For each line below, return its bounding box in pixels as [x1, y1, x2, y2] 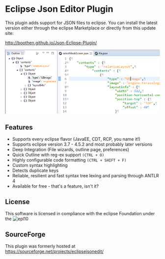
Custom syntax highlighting [12, 162, 68, 168]
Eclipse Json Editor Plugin [5, 3, 113, 15]
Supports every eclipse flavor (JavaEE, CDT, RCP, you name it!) [12, 136, 141, 142]
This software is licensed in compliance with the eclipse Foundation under [5, 211, 155, 217]
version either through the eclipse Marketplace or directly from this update [5, 25, 156, 31]
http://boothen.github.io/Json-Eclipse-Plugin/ [5, 39, 97, 45]
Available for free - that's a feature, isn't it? [12, 183, 99, 189]
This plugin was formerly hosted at [5, 243, 76, 249]
